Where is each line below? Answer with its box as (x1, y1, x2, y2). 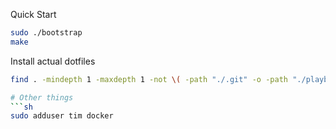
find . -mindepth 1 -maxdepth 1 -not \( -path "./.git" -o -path (10, 74, 288, 84)
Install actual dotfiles (10, 55, 96, 67)
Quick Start (10, 9, 57, 20)
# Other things (10, 92, 74, 103)
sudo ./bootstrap (10, 28, 83, 38)
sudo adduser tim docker (10, 111, 114, 121)
